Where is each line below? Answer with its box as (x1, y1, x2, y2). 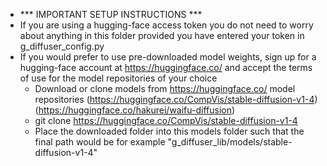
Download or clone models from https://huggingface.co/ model (34, 83, 296, 94)
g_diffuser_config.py (19, 40, 105, 52)
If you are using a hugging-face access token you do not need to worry (19, 19, 314, 31)
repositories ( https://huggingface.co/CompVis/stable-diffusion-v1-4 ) (34, 94, 318, 105)
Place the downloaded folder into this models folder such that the (34, 125, 305, 137)
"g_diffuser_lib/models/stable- (167, 136, 293, 148)
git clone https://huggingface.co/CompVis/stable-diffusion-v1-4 (34, 115, 298, 126)
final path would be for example (34, 136, 166, 148)
